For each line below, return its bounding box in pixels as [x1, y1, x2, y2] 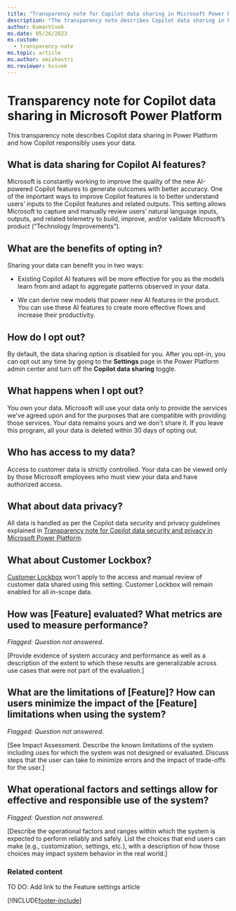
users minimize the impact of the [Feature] [7, 697, 198, 709]
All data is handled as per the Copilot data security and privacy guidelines [7, 519, 221, 527]
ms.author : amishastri [7, 56, 74, 63]
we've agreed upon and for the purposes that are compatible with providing [7, 411, 226, 419]
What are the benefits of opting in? [7, 242, 163, 254]
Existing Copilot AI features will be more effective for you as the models [17, 275, 225, 283]
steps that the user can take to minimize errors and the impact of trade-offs [7, 756, 226, 764]
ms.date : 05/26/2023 [7, 30, 68, 37]
